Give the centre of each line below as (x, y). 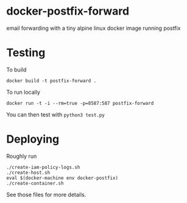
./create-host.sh (28, 173)
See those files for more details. (46, 194)
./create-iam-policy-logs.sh (43, 167)
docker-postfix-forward (68, 11)
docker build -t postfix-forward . (51, 80)
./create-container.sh (35, 183)
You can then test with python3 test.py (56, 115)
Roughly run (22, 156)
